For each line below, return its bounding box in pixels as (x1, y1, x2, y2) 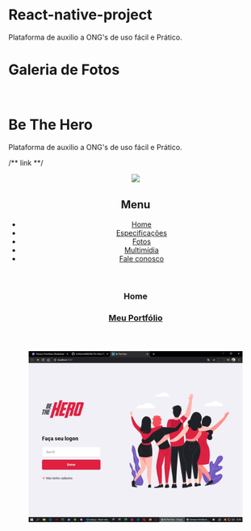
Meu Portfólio (108, 312, 163, 324)
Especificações (115, 228, 168, 237)
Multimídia (123, 245, 159, 255)
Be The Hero (8, 115, 93, 134)
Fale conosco (119, 253, 164, 263)
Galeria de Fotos (8, 61, 120, 79)
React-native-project (8, 6, 153, 24)
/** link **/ (8, 157, 44, 167)
